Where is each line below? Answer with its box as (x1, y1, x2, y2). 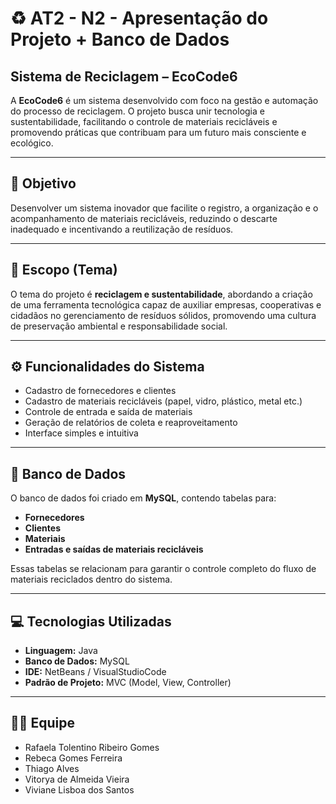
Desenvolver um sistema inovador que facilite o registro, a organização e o (10, 202, 319, 214)
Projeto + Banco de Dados (10, 28, 230, 51)
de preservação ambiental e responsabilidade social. (10, 320, 228, 332)
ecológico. (10, 137, 54, 149)
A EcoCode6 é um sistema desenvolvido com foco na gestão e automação (10, 95, 319, 106)
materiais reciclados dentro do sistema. (10, 573, 173, 586)
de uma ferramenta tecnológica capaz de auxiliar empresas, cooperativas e (10, 298, 322, 311)
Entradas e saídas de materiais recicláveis (24, 543, 204, 556)
